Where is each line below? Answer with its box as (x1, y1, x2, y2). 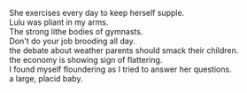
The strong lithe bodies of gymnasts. (9, 27, 143, 36)
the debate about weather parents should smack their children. (9, 45, 239, 56)
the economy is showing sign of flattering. (9, 55, 163, 65)
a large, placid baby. (9, 74, 83, 83)
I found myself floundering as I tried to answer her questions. (9, 64, 232, 74)
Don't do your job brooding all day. (9, 35, 135, 46)
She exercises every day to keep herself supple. (9, 8, 185, 18)
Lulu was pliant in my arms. (9, 17, 109, 27)
